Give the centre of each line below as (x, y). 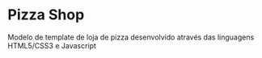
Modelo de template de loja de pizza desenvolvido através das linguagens (131, 37)
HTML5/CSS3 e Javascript (52, 45)
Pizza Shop (46, 15)
